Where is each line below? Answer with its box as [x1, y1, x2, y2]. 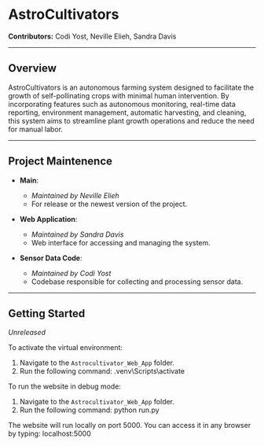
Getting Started [8, 307, 86, 320]
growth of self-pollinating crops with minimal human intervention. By [8, 90, 229, 100]
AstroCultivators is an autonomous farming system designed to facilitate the [8, 83, 255, 92]
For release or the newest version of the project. [31, 199, 188, 208]
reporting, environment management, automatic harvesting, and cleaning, [8, 108, 247, 117]
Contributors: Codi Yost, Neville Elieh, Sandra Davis [8, 31, 177, 41]
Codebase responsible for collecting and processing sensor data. [31, 277, 244, 286]
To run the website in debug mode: [8, 381, 122, 391]
